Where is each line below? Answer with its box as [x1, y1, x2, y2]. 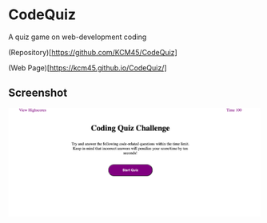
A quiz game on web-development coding [8, 32, 147, 42]
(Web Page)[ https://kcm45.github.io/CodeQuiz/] [8, 62, 167, 73]
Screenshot [8, 86, 68, 100]
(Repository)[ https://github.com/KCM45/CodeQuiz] [8, 47, 177, 57]
